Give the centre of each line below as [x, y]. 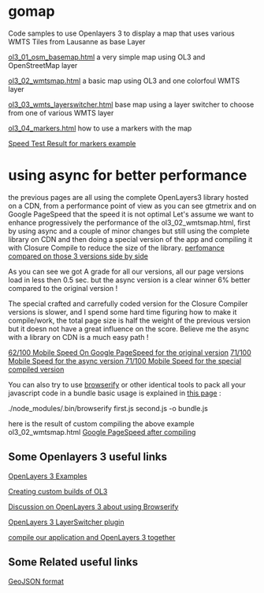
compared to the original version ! [63, 288]
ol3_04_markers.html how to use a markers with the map [100, 128]
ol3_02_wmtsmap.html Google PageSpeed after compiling [102, 432]
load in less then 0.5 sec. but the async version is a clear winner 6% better [129, 280]
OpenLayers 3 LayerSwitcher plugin [66, 522]
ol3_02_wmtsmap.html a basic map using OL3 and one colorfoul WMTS [124, 81]
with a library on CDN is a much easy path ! [78, 337]
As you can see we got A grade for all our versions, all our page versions [126, 271]
